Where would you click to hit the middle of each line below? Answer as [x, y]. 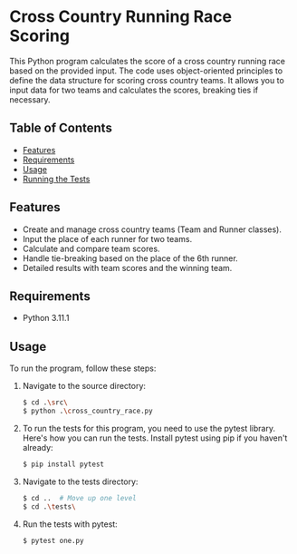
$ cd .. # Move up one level [80, 498]
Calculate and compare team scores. [91, 248]
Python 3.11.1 [46, 318]
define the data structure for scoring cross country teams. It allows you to [147, 80]
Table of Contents [61, 128]
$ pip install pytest [63, 464]
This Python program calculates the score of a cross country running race [148, 61]
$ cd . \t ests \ [49, 506]
